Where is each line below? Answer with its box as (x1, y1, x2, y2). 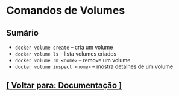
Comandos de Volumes (6, 4, 125, 18)
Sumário (6, 28, 39, 38)
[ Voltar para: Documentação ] (6, 80, 122, 91)
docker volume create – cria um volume (14, 43, 113, 51)
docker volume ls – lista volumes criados (14, 50, 117, 57)
